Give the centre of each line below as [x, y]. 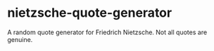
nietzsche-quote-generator [90, 13]
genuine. [20, 39]
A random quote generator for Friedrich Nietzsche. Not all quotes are [107, 32]
